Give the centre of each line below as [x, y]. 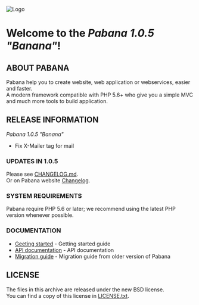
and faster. [19, 88]
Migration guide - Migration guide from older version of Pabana [93, 256]
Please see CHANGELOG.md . [42, 174]
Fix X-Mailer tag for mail [44, 145]
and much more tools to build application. [57, 101]
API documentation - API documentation [64, 250]
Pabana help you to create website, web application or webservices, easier [98, 82]
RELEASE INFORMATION [52, 120]
